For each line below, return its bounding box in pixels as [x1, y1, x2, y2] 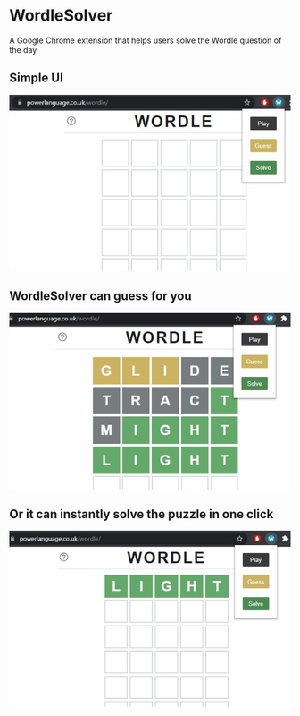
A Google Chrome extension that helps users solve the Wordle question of [9, 35, 282, 46]
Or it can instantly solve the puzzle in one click [9, 507, 274, 522]
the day [9, 44, 37, 55]
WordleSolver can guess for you [9, 288, 192, 304]
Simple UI [9, 71, 64, 86]
